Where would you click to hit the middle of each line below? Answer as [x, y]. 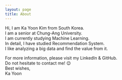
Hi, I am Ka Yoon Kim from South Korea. [45, 28]
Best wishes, [18, 68]
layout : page [18, 9]
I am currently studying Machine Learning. [47, 38]
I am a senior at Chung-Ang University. [44, 33]
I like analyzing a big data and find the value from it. [56, 48]
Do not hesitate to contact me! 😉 [38, 63]
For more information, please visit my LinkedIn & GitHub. [61, 58]
